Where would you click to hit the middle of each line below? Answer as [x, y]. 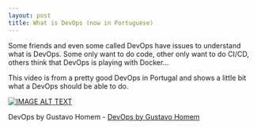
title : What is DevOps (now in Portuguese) [81, 23]
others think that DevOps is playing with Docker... [89, 62]
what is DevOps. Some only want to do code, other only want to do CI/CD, [129, 54]
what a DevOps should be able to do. [68, 86]
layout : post [30, 15]
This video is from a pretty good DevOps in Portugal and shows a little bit [127, 78]
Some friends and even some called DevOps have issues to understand [125, 45]
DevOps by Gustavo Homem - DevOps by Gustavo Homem [104, 116]
